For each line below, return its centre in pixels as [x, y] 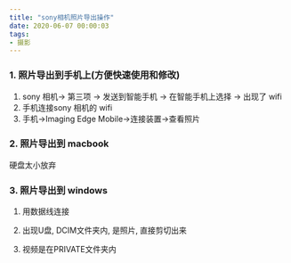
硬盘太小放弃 [32, 165]
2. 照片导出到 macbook [59, 144]
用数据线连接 [45, 211]
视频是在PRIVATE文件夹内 [69, 250]
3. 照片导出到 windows [59, 190]
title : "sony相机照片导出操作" [62, 17]
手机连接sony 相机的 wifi [67, 107]
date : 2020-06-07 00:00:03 [59, 26]
